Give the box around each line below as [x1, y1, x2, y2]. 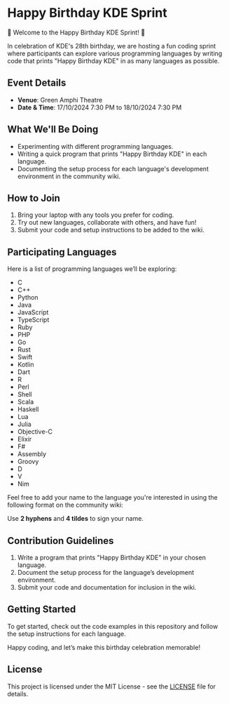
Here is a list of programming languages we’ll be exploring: [7, 265, 177, 273]
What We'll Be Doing [7, 124, 99, 135]
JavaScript [17, 308, 49, 317]
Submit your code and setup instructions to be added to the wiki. [17, 226, 204, 234]
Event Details [7, 77, 67, 89]
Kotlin [17, 360, 34, 369]
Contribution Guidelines [7, 535, 114, 547]
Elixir [17, 435, 32, 444]
